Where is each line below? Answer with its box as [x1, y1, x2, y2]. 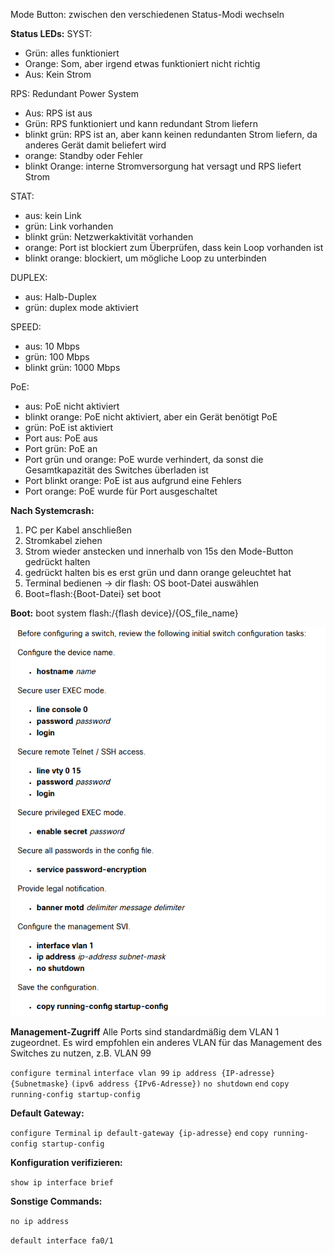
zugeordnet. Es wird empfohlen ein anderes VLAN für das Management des [10, 1037, 323, 1049]
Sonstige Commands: [10, 1195, 103, 1208]
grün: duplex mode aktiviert [24, 302, 139, 313]
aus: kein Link [24, 210, 82, 221]
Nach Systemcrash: [10, 505, 95, 516]
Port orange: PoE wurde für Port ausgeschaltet [24, 485, 218, 497]
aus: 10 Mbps [24, 340, 80, 352]
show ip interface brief [10, 1178, 114, 1188]
